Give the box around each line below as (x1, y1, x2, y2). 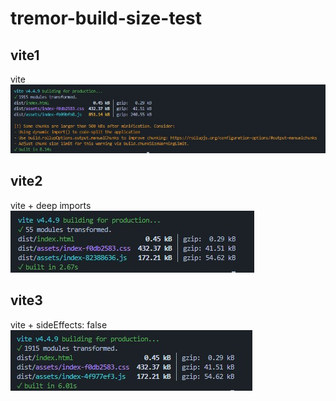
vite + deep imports (10, 199, 92, 211)
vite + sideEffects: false (10, 318, 108, 331)
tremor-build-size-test (10, 7, 202, 30)
